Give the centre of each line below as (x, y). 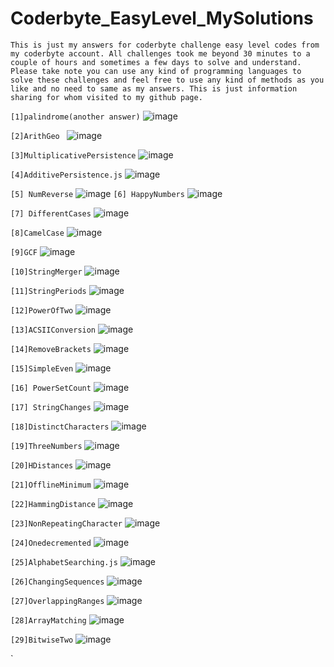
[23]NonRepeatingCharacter (66, 523)
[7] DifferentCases (51, 213)
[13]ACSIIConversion (53, 330)
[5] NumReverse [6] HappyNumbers (97, 194)
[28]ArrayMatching (48, 620)
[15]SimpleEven (42, 368)
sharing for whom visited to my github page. (106, 97)
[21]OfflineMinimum (51, 485)
